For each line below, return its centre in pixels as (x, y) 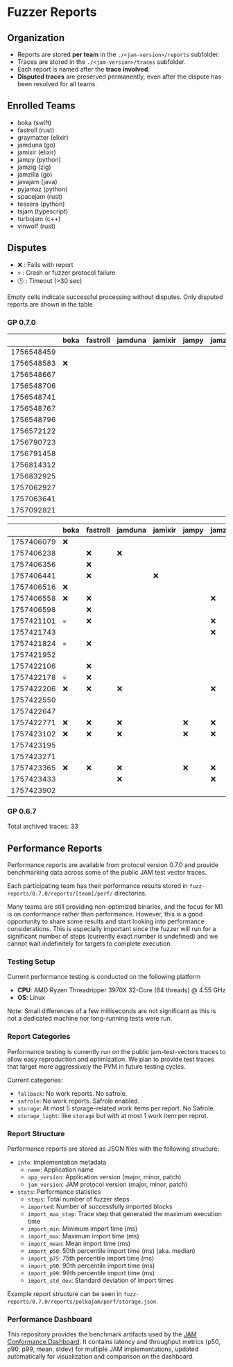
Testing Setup (31, 962)
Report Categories (39, 1037)
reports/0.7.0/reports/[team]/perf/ (60, 894)
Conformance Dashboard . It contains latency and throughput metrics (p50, (114, 1342)
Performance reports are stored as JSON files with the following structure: (113, 1149)
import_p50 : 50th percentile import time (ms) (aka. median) (111, 1251)
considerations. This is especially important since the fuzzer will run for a (112, 929)
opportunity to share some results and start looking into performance (106, 921)
